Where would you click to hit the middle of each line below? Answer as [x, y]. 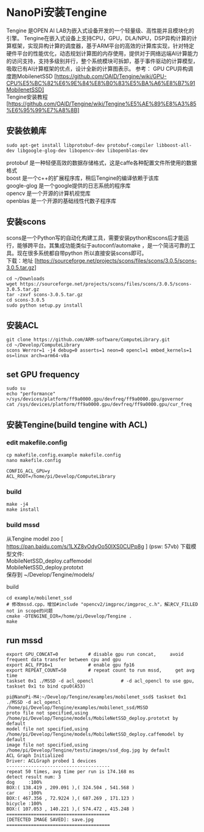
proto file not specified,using [47, 713]
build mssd [23, 525]
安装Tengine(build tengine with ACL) [77, 425]
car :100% [24, 793]
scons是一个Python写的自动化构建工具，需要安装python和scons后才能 [95, 238]
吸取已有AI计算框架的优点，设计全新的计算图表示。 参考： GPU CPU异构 [97, 68]
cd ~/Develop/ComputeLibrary [43, 345]
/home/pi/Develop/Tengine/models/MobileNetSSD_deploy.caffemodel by [95, 734]
